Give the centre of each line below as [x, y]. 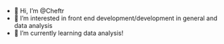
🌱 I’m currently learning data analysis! [69, 33]
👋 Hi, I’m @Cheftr [39, 11]
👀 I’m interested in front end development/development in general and [116, 18]
